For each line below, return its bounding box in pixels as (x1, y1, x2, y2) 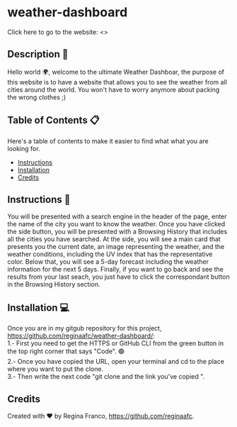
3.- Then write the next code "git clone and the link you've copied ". (7, 372, 205, 381)
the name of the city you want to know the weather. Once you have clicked (7, 220, 226, 228)
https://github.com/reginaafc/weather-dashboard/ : (7, 331, 156, 340)
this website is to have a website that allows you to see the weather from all (7, 77, 228, 86)
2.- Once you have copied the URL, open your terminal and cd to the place (7, 357, 225, 366)
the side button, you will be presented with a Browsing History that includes (7, 228, 228, 236)
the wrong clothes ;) (7, 93, 67, 101)
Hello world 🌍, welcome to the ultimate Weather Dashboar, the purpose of (7, 67, 225, 76)
